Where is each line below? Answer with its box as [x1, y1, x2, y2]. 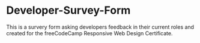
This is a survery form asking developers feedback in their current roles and [6, 23, 194, 30]
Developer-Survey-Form [6, 4, 131, 17]
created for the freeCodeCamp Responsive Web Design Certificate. [6, 29, 173, 36]
